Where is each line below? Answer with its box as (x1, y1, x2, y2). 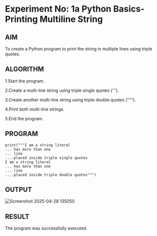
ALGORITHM (5, 65, 44, 73)
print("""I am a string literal (5, 142, 70, 148)
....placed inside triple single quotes (5, 155, 88, 160)
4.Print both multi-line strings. (5, 106, 64, 112)
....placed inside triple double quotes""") (5, 172, 96, 177)
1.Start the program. (5, 78, 45, 84)
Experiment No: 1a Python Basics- (5, 3, 145, 15)
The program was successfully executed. (5, 225, 88, 231)
